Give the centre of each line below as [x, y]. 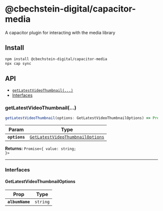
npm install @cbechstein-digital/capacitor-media [56, 59]
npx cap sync [18, 63]
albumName [19, 202]
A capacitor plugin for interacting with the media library [60, 32]
